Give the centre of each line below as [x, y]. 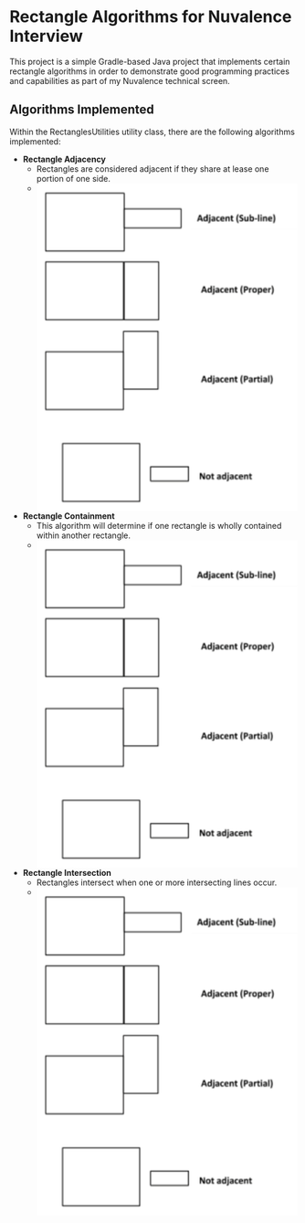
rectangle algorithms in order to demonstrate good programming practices [150, 71]
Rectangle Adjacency [64, 159]
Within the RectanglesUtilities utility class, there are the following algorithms [152, 132]
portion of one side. [74, 178]
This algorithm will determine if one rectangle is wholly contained [159, 526]
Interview [47, 36]
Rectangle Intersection [67, 873]
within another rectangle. [83, 535]
